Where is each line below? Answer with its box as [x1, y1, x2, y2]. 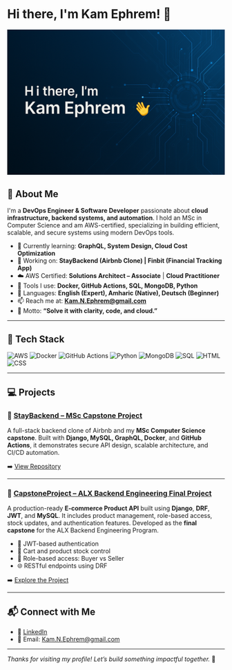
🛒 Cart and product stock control [17, 547, 110, 555]
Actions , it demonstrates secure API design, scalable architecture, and [7, 440, 209, 449]
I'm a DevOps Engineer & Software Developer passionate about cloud [7, 207, 209, 215]
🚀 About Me [7, 188, 59, 200]
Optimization [17, 249, 56, 258]
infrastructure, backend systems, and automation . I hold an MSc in [7, 214, 202, 222]
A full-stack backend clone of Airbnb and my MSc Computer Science [7, 426, 206, 434]
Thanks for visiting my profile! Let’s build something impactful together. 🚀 [7, 655, 216, 663]
